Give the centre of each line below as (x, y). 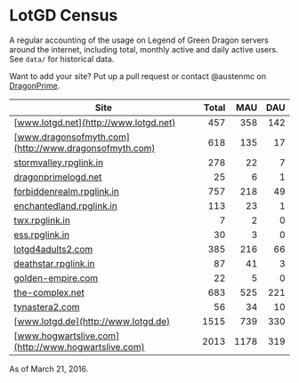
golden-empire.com (56, 278)
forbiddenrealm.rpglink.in (67, 191)
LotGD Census (64, 16)
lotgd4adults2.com (53, 249)
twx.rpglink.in (42, 220)
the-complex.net (49, 292)
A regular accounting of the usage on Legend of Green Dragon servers (139, 40)
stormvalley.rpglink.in (59, 163)
